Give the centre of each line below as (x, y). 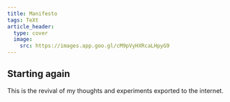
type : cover (31, 33)
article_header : (31, 26)
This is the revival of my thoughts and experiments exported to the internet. (116, 90)
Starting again (39, 74)
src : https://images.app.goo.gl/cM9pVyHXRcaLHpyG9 (95, 46)
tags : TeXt (23, 20)
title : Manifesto (32, 14)
